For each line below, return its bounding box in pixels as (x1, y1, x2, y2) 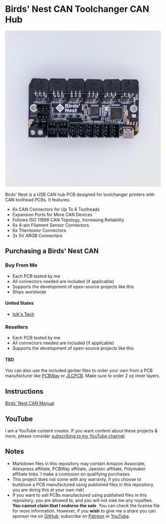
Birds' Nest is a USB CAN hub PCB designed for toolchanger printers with (5, 191, 155, 197)
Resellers (5, 323, 28, 330)
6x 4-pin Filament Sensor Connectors (12, 222, 89, 228)
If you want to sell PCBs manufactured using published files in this (12, 492, 147, 498)
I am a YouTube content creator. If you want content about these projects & (5, 428, 158, 433)
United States (5, 300, 34, 306)
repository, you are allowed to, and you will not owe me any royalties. (12, 497, 153, 503)
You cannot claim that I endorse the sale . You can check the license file (12, 502, 160, 508)
